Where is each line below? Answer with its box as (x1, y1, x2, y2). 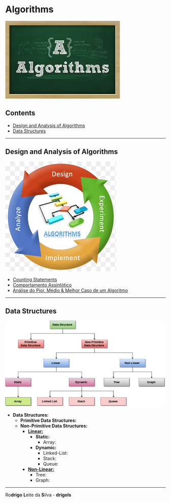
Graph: (35, 477, 50, 484)
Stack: (43, 455, 57, 462)
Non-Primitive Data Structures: (20, 423, 88, 429)
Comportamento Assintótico (12, 282, 72, 288)
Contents (5, 109, 36, 118)
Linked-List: (43, 450, 68, 456)
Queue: (43, 461, 59, 467)
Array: (43, 439, 56, 445)
